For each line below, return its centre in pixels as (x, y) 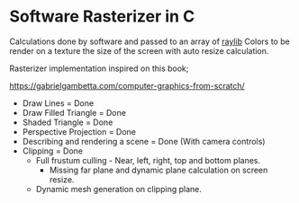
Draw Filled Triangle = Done (74, 112)
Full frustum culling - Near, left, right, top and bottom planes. (148, 160)
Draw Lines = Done (58, 103)
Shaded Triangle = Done (68, 122)
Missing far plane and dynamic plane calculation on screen (159, 170)
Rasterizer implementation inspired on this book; (99, 68)
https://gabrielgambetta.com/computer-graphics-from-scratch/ (127, 85)
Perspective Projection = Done (79, 131)
